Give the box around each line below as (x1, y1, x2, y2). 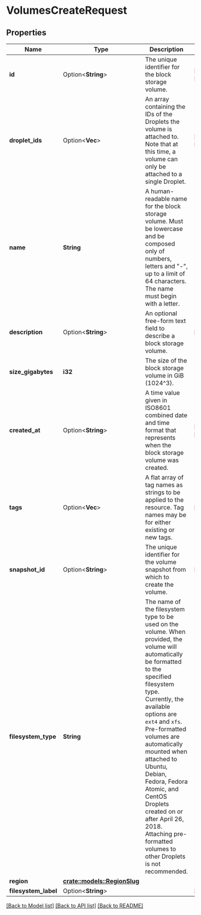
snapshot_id (9, 566, 45, 573)
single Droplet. (145, 177, 187, 186)
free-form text (145, 317, 187, 325)
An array (145, 95, 169, 103)
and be (145, 232, 165, 240)
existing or (145, 526, 175, 534)
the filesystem (145, 605, 185, 613)
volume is (145, 125, 172, 133)
